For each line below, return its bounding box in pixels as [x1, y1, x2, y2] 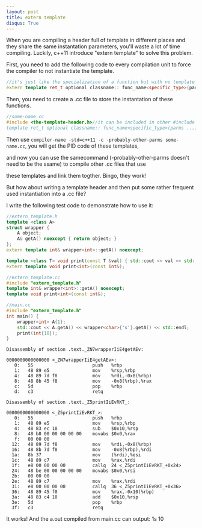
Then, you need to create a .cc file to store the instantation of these [6, 96, 173, 103]
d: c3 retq [14, 389, 103, 395]
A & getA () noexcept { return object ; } [17, 236, 117, 242]
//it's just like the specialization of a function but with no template [6, 79, 195, 85]
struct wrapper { [6, 224, 50, 231]
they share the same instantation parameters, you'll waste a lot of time [6, 43, 180, 50]
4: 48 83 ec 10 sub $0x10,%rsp [14, 426, 138, 432]
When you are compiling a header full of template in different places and [6, 37, 186, 44]
